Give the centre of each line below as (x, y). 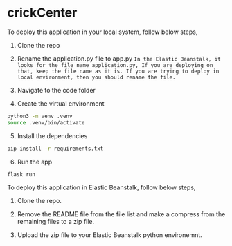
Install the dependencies (52, 135)
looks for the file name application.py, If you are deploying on (115, 65)
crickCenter (42, 13)
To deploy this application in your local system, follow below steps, (102, 32)
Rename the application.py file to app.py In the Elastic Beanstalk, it (119, 58)
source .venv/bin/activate (46, 122)
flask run (21, 174)
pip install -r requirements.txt (55, 149)
